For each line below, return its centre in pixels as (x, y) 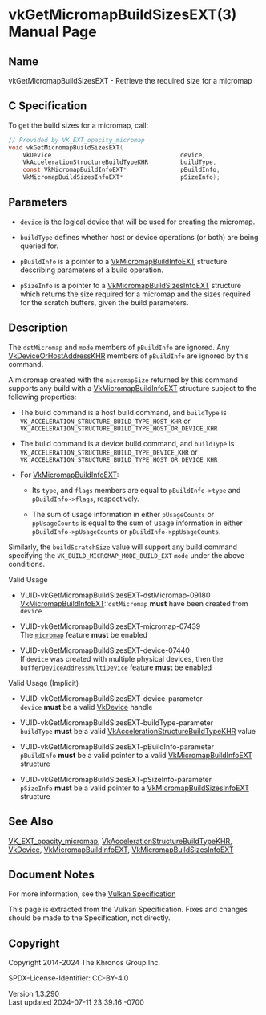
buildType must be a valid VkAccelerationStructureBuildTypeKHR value (138, 731)
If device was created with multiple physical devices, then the (121, 658)
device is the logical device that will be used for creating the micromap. (137, 222)
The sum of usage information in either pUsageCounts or (123, 514)
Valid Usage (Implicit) (44, 683)
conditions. (27, 564)
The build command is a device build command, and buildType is (127, 443)
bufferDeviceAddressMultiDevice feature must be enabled (116, 667)
